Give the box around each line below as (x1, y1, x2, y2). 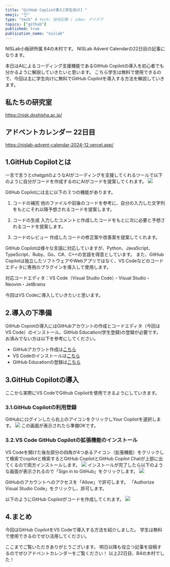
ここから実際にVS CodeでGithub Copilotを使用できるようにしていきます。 (5, 390, 160, 396)
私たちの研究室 (5, 98, 52, 107)
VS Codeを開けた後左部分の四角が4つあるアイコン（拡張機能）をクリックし (5, 449, 164, 455)
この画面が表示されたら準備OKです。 (21, 423, 99, 429)
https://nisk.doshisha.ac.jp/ (5, 112, 62, 118)
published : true (5, 26, 40, 31)
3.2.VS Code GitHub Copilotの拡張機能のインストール (5, 436, 138, 444)
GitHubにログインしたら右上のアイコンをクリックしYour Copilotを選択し (5, 416, 157, 422)
